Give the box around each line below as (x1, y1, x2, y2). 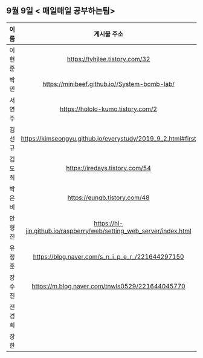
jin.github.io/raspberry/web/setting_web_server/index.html (25, 227, 192, 235)
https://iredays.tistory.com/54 (66, 164, 151, 172)
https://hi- (93, 219, 124, 227)
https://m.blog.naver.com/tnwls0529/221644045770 (31, 282, 185, 290)
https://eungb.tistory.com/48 (67, 193, 150, 202)
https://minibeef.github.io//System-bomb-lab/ (42, 79, 175, 88)
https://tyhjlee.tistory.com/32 (66, 55, 150, 63)
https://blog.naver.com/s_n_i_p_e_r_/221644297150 (33, 252, 184, 260)
